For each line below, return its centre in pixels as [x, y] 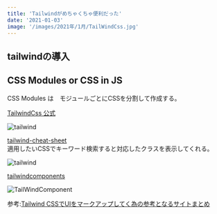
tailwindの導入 [39, 56]
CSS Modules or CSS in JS [65, 81]
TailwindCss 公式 [32, 113]
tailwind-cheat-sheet [37, 140]
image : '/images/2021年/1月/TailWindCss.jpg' [73, 26]
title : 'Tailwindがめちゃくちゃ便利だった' [65, 14]
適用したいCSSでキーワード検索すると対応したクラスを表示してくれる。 [110, 148]
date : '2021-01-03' [35, 20]
